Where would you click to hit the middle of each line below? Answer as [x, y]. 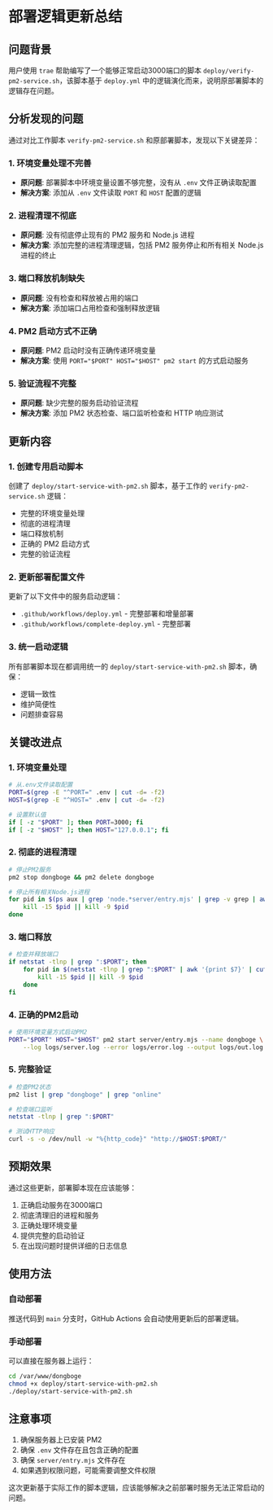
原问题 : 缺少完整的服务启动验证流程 [79, 403]
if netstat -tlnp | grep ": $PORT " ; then [78, 962]
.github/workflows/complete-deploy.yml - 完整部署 [105, 624]
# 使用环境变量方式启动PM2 [48, 1032]
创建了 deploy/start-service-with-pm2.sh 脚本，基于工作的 [108, 485]
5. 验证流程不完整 [43, 384]
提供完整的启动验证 [52, 1236]
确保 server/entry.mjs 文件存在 [73, 1460]
